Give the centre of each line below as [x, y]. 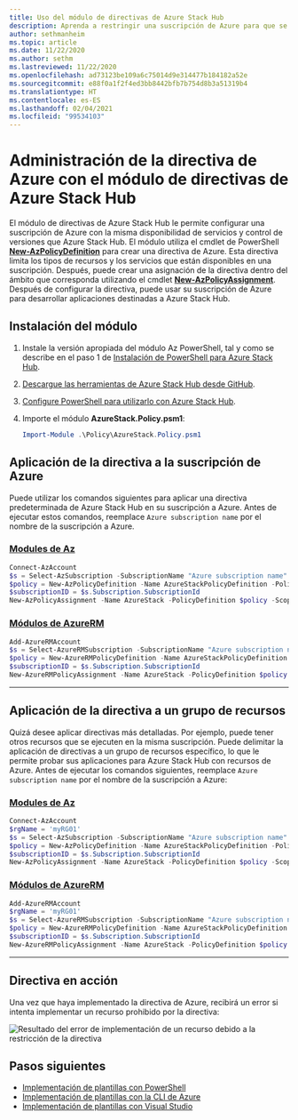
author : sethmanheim [47, 34]
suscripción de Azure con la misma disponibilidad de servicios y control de [146, 233]
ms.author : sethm [41, 59]
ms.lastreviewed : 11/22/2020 [63, 68]
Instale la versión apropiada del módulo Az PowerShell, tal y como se [148, 348]
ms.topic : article [43, 42]
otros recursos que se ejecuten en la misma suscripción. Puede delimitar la [146, 741]
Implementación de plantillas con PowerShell [104, 1088]
